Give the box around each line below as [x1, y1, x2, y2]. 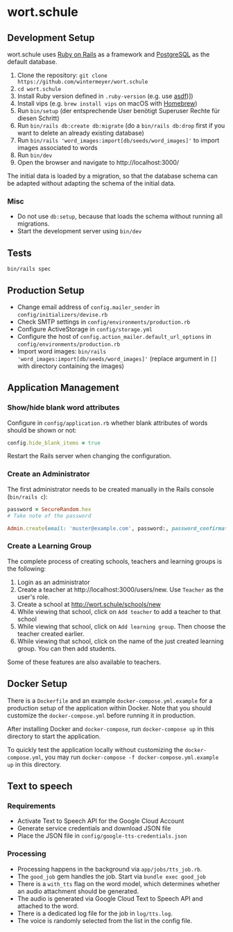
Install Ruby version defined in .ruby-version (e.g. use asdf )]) [17, 92, 193, 100]
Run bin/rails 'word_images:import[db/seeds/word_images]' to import [17, 136, 220, 144]
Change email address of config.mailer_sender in [17, 303, 160, 311]
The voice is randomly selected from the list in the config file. [17, 916, 193, 924]
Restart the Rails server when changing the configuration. [7, 452, 172, 460]
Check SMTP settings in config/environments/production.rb [17, 317, 191, 326]
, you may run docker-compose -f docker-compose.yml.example [41, 753, 219, 761]
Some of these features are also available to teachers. [7, 658, 162, 666]
